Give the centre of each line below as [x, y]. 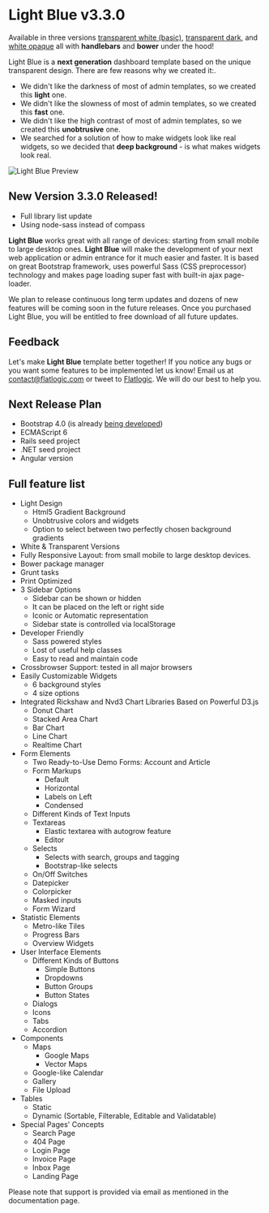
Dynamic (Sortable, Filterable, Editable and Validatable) [124, 1116]
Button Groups [68, 986]
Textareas [49, 822]
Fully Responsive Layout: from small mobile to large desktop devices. [135, 555]
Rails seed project [50, 441]
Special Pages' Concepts [62, 1125]
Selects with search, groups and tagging [112, 857]
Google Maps [67, 1055]
